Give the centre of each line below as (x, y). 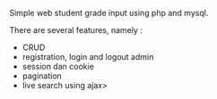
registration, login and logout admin (88, 57)
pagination (42, 76)
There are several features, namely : (76, 30)
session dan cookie (58, 66)
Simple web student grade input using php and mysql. (109, 13)
